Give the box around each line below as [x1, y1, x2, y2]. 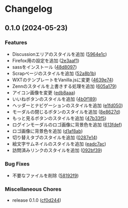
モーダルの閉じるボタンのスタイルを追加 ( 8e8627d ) [12, 109, 121, 115]
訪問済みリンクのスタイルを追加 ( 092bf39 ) [12, 147, 103, 153]
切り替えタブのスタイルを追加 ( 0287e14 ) [12, 134, 98, 140]
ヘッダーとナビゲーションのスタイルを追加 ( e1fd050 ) [12, 102, 123, 108]
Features [5, 39, 28, 46]
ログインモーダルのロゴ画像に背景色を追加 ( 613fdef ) [12, 121, 122, 128]
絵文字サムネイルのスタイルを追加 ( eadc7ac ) [12, 140, 107, 147]
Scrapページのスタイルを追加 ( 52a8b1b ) [12, 70, 96, 76]
